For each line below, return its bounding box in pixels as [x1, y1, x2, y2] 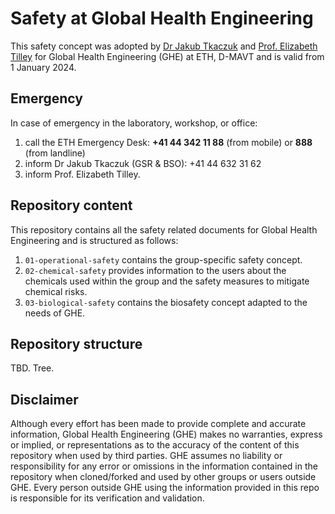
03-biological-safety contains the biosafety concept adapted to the [24, 296, 308, 308]
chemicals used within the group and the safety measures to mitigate [24, 275, 310, 287]
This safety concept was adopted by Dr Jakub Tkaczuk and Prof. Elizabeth [10, 40, 318, 52]
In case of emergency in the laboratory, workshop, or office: [10, 117, 258, 129]
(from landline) [24, 147, 86, 159]
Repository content [10, 197, 133, 214]
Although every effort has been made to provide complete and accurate [10, 418, 307, 430]
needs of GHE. [24, 307, 86, 319]
